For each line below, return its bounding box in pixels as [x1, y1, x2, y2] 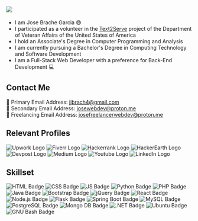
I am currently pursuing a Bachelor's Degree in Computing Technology [14, 44, 187, 51]
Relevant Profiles [6, 128, 70, 139]
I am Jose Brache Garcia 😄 [14, 18, 82, 26]
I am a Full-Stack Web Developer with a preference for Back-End [14, 56, 173, 63]
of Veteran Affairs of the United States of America [14, 31, 136, 39]
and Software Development [14, 50, 82, 57]
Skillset [6, 167, 34, 177]
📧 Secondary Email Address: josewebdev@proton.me [6, 104, 137, 112]
